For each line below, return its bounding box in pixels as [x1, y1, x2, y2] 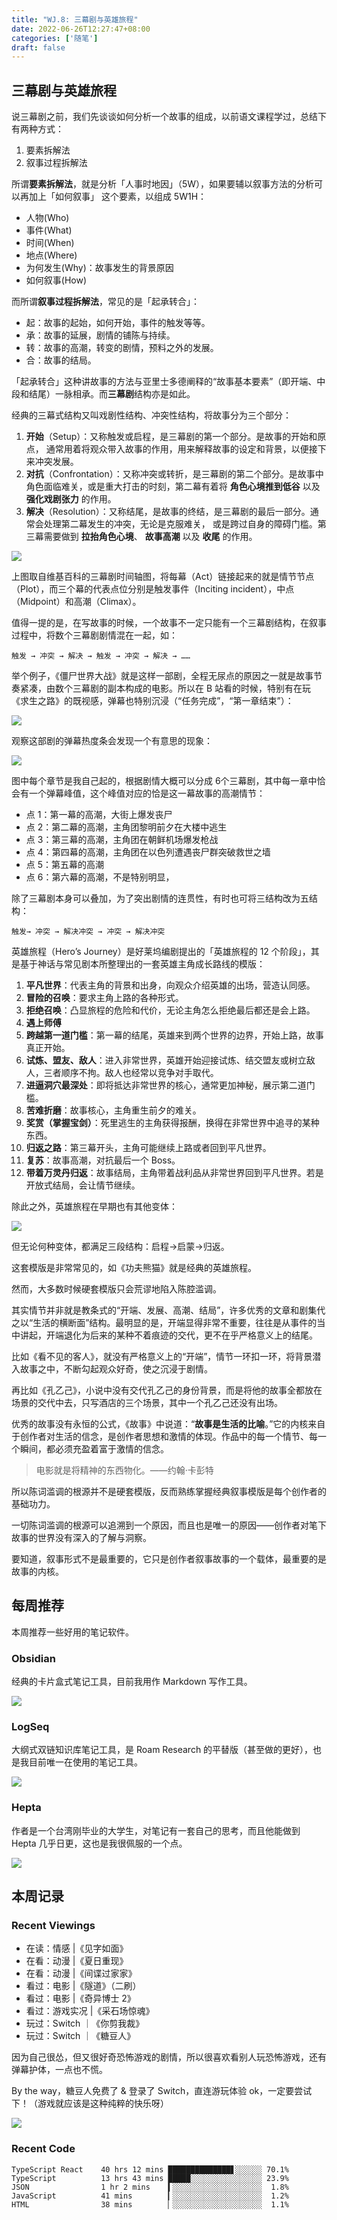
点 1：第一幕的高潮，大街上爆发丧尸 [25, 809, 173, 821]
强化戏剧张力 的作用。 [25, 493, 117, 505]
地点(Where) [25, 249, 78, 261]
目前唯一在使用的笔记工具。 [28, 1756, 143, 1768]
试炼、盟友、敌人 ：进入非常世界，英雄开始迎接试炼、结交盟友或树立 [25, 1054, 307, 1066]
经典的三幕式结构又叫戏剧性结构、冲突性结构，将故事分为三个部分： [11, 409, 292, 421]
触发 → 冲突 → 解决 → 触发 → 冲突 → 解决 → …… [11, 651, 191, 661]
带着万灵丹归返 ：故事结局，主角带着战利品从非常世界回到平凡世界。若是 [25, 1167, 324, 1179]
